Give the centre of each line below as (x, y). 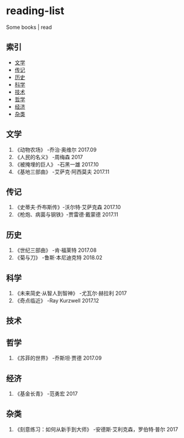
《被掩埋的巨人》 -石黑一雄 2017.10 (57, 164)
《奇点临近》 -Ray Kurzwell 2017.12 (57, 301)
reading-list (35, 11)
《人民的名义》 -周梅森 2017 (49, 157)
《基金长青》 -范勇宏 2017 (46, 394)
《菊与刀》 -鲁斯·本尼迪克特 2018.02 (58, 258)
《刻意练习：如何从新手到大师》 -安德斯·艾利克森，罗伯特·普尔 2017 (96, 429)
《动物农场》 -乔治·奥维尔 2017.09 (55, 150)
